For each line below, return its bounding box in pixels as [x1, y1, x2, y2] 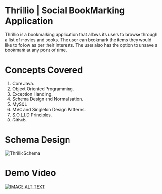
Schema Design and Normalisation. [12, 96, 84, 102]
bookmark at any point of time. [5, 47, 67, 53]
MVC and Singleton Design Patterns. [12, 106, 86, 112]
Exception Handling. [12, 91, 53, 97]
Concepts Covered [5, 64, 83, 75]
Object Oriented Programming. [12, 86, 74, 92]
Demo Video [5, 168, 56, 178]
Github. [12, 117, 27, 122]
